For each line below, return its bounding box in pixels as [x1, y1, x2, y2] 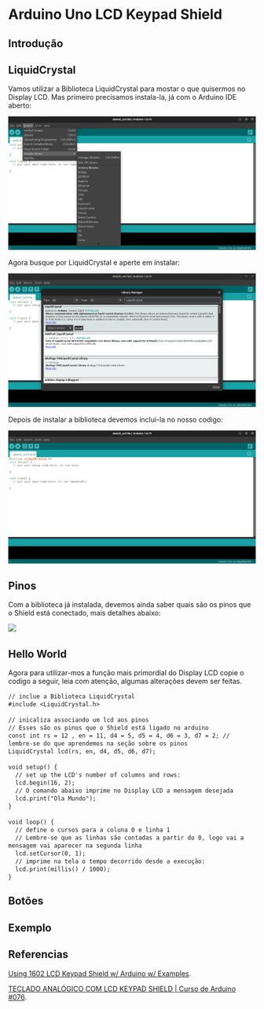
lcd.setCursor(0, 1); [15, 850, 86, 857]
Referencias [8, 948, 69, 961]
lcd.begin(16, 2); [15, 779, 76, 787]
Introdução [8, 37, 64, 50]
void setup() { [8, 763, 58, 771]
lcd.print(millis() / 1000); [15, 865, 111, 873]
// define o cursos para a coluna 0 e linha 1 [15, 826, 170, 834]
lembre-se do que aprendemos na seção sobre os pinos [8, 740, 189, 748]
